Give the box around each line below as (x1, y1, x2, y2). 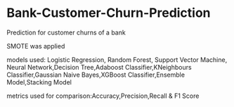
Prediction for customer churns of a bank (6, 28, 126, 37)
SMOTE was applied (6, 42, 65, 50)
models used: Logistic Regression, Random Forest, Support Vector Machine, (6, 55, 228, 64)
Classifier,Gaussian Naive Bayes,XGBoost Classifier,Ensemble (6, 70, 186, 79)
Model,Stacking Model (6, 77, 72, 86)
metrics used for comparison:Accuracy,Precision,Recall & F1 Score (6, 92, 200, 100)
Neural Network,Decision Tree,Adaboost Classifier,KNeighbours (6, 63, 192, 71)
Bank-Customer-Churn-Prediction (6, 5, 212, 21)
